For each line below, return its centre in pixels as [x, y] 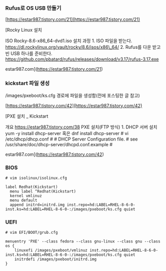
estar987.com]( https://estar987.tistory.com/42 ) [55, 154]
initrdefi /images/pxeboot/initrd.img [56, 259]
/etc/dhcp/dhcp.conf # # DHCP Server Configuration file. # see [72, 139]
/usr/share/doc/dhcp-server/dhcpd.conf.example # [59, 144]
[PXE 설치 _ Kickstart [27, 116]
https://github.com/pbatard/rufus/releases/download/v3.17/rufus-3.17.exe [82, 59]
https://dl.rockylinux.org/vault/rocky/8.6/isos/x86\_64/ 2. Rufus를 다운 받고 [83, 47]
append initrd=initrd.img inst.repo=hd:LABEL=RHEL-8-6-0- [73, 205]
